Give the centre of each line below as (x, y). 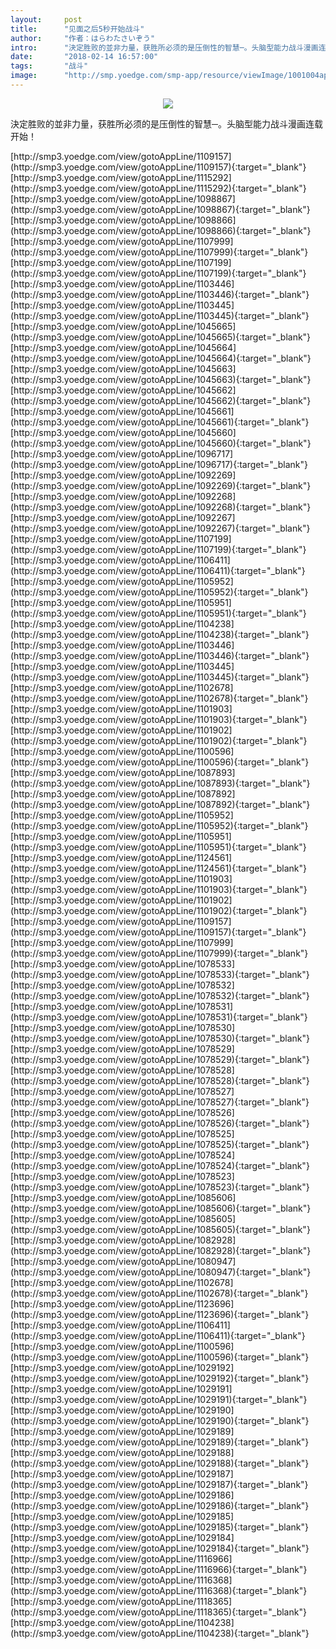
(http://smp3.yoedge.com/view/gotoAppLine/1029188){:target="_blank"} (160, 1463)
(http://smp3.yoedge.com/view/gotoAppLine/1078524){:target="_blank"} (160, 1165)
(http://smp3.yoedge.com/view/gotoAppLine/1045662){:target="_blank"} (161, 400)
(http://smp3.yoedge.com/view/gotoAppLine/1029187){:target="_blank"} (159, 1484)
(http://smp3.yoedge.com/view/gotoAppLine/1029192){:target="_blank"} (160, 1378)
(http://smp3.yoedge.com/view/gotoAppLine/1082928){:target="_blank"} (161, 1250)
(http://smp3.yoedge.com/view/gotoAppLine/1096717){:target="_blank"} (159, 464)
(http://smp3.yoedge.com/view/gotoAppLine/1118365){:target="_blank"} (158, 1612)
